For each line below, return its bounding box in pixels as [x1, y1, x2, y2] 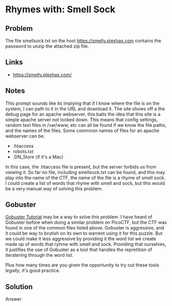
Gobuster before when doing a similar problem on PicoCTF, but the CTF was [5, 219, 167, 225]
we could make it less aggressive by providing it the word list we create [5, 236, 157, 242]
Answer [5, 296, 22, 302]
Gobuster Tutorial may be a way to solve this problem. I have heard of [5, 214, 152, 220]
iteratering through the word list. [5, 252, 73, 258]
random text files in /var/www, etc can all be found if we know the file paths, [5, 122, 167, 128]
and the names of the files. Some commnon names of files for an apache [5, 127, 160, 133]
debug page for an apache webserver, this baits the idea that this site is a [5, 111, 161, 117]
